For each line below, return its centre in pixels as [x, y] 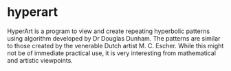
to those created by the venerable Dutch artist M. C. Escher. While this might [115, 45]
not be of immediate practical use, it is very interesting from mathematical [112, 53]
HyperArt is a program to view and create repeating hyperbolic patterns [109, 31]
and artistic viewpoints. [40, 60]
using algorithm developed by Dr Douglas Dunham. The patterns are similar [114, 38]
